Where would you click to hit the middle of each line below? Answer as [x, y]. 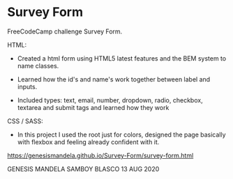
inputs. [27, 86]
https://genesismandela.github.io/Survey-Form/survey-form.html [100, 155]
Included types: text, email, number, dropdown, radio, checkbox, [110, 100]
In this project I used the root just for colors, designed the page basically [121, 134]
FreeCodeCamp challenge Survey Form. [65, 31]
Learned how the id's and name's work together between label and [114, 79]
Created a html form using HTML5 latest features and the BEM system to [122, 58]
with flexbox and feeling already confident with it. [88, 142]
